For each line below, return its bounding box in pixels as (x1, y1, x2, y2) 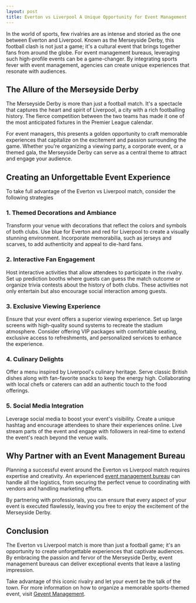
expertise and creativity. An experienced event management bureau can (6, 473, 180, 480)
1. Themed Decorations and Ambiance (6, 209, 117, 217)
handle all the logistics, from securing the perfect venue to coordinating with (6, 479, 190, 486)
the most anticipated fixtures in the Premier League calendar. (6, 119, 154, 126)
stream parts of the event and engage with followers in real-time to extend (6, 427, 185, 434)
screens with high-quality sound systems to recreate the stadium (6, 322, 163, 329)
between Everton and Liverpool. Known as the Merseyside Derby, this (6, 36, 174, 43)
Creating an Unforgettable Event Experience (6, 172, 171, 182)
